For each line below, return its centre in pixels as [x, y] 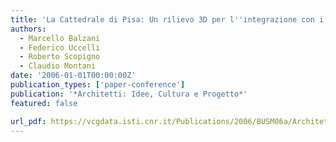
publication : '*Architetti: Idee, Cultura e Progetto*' [129, 94]
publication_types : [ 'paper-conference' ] [98, 85]
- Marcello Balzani [60, 38]
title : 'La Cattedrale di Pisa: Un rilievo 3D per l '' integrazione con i [167, 19]
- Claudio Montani [58, 66]
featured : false [44, 103]
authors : [28, 29]
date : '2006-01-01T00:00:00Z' [73, 76]
